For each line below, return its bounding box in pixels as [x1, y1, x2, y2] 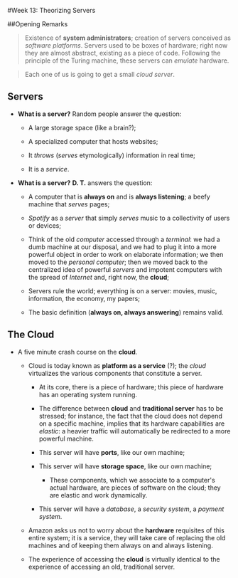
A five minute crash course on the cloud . [17, 347, 138, 356]
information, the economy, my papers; [28, 294, 141, 303]
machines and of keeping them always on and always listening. [28, 541, 213, 550]
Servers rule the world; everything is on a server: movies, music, [28, 286, 217, 295]
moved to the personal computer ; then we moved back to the [28, 258, 208, 266]
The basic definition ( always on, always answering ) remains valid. [28, 308, 224, 316]
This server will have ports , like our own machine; [38, 448, 185, 456]
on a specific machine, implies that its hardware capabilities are [38, 419, 225, 428]
